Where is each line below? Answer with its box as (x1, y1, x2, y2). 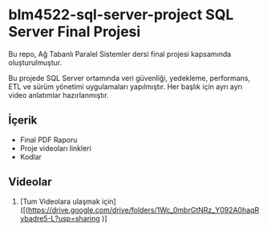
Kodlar (19, 152, 42, 161)
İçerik (8, 114, 38, 128)
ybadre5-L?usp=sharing (19, 213, 100, 223)
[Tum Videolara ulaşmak (19, 197, 100, 206)
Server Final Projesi (8, 22, 141, 41)
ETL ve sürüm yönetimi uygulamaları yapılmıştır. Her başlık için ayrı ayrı (8, 82, 243, 91)
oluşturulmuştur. (8, 58, 63, 67)
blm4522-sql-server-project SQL (8, 6, 234, 24)
